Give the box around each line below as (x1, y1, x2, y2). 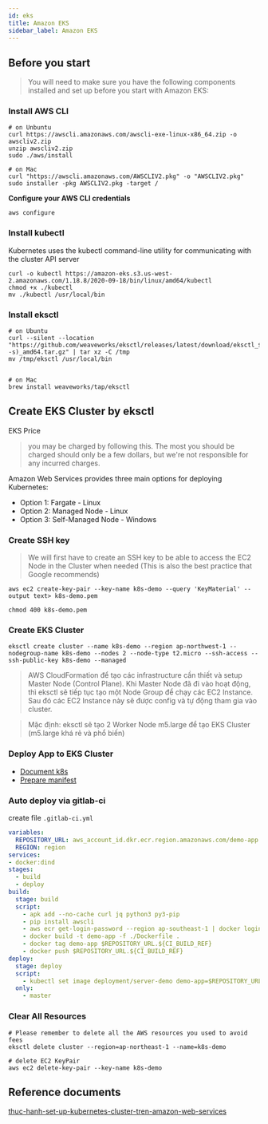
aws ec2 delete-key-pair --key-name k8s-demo (8, 1063, 162, 1072)
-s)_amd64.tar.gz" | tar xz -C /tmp (8, 348, 130, 356)
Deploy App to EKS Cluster (8, 748, 114, 759)
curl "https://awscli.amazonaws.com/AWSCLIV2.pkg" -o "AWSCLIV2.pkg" (8, 172, 245, 180)
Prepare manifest (19, 775, 77, 785)
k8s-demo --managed (61, 656, 127, 665)
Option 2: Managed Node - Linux (19, 506, 128, 516)
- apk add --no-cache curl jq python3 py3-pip (22, 910, 180, 918)
